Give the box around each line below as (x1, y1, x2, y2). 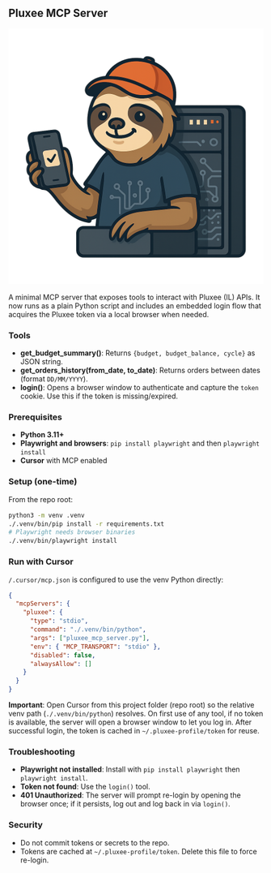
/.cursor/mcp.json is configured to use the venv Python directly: (8, 574, 224, 584)
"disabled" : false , (29, 651, 95, 660)
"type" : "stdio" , (29, 617, 89, 626)
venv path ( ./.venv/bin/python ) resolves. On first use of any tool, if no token (8, 709, 264, 718)
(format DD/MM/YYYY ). (19, 374, 88, 384)
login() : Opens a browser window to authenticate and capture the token (19, 383, 259, 393)
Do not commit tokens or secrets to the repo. (19, 837, 170, 847)
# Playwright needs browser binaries (8, 528, 136, 536)
